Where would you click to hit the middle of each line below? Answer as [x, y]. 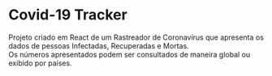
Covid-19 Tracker [68, 15]
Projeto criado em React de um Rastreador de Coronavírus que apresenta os [136, 37]
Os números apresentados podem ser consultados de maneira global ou [130, 54]
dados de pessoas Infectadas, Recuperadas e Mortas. [99, 45]
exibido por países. [40, 63]
